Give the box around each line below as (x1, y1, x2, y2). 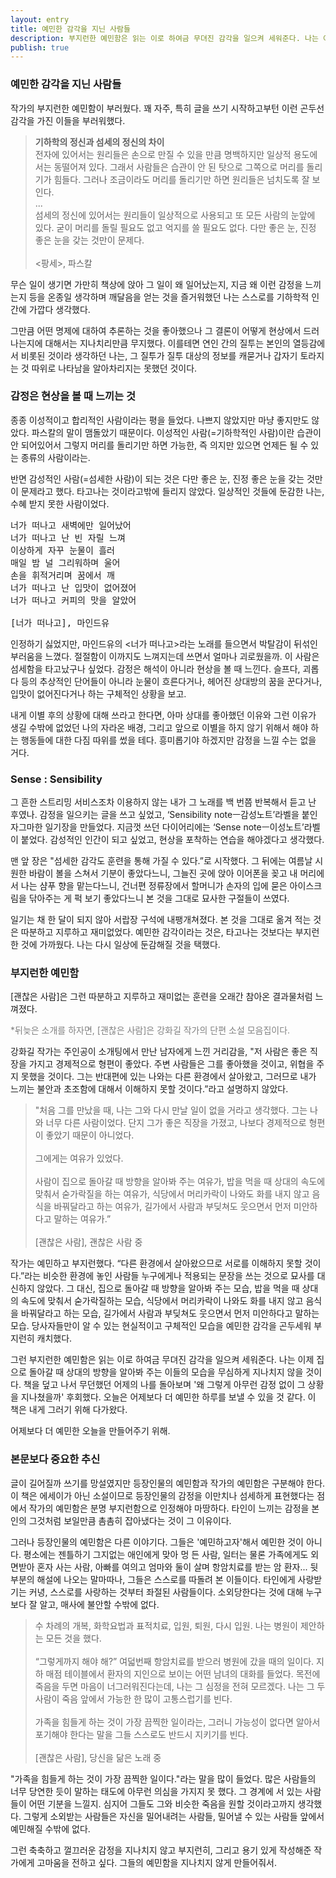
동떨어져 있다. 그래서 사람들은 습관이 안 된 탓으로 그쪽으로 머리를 (53, 161, 305, 173)
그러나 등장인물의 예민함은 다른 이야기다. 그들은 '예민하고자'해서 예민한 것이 (10, 1536, 304, 1548)
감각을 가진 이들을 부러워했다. (10, 114, 126, 126)
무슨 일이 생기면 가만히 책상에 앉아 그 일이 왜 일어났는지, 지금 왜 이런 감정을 (10, 278, 303, 290)
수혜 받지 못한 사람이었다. (10, 497, 110, 510)
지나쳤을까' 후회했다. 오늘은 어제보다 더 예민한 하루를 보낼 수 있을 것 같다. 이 (20, 1391, 317, 1403)
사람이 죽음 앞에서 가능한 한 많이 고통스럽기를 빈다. (34, 1692, 233, 1705)
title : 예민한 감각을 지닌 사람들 (10, 24, 131, 34)
